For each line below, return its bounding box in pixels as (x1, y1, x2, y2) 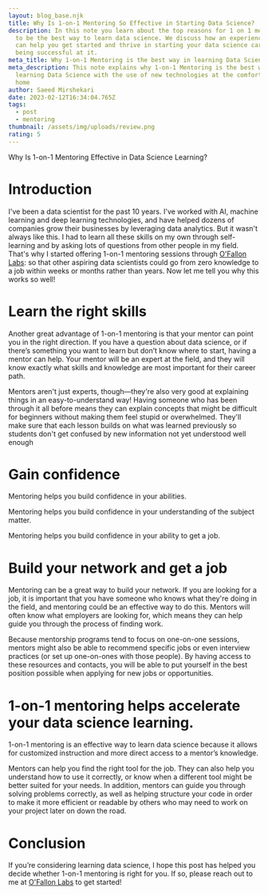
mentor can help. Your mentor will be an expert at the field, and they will (8, 354, 245, 364)
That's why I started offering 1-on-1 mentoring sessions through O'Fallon (8, 249, 247, 258)
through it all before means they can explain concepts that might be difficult (8, 404, 258, 413)
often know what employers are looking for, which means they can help (8, 611, 243, 621)
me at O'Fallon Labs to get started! (8, 877, 122, 887)
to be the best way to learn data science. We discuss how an (15, 34, 227, 42)
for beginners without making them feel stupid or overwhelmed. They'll (8, 412, 242, 421)
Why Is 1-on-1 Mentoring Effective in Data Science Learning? (8, 152, 207, 162)
